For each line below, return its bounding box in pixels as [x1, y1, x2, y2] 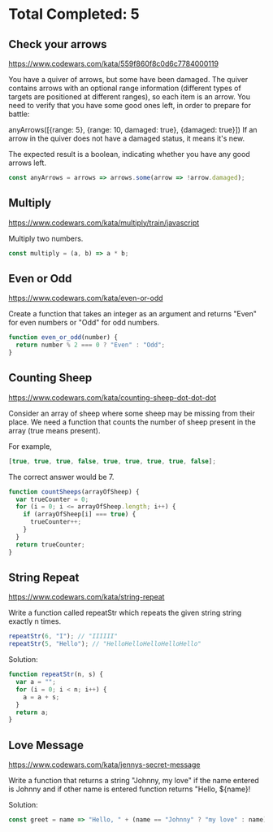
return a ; [15, 708, 49, 717]
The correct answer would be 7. [8, 472, 115, 481]
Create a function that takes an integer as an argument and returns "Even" [8, 309, 258, 319]
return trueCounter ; [15, 540, 85, 549]
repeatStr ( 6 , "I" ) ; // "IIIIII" [8, 632, 118, 641]
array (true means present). [8, 425, 101, 435]
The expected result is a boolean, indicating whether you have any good [8, 150, 250, 159]
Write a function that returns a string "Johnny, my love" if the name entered [8, 776, 260, 786]
